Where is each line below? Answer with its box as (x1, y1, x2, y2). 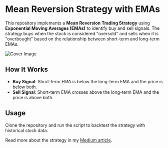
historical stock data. (5, 127, 48, 133)
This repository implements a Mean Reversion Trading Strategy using (5, 20, 150, 26)
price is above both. (12, 94, 54, 100)
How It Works (5, 65, 48, 74)
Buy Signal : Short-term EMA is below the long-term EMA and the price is (12, 78, 163, 84)
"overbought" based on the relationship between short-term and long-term (5, 36, 160, 42)
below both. (12, 84, 37, 90)
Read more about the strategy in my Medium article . (5, 137, 112, 143)
